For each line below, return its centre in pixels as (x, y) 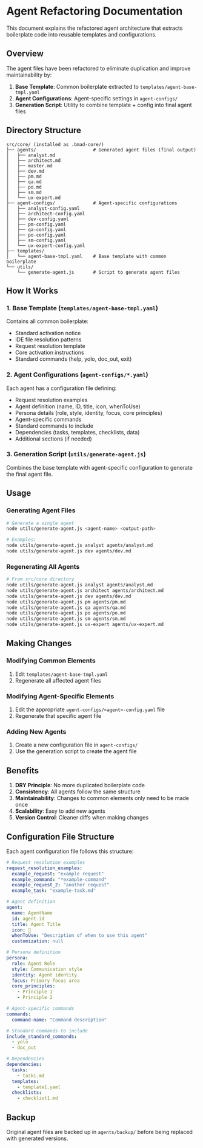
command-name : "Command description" (59, 1020)
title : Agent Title (36, 924)
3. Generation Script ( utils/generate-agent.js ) (76, 454)
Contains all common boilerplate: (48, 321)
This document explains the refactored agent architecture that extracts (95, 28)
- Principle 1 (35, 992)
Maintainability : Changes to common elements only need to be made (102, 798)
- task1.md (31, 1076)
